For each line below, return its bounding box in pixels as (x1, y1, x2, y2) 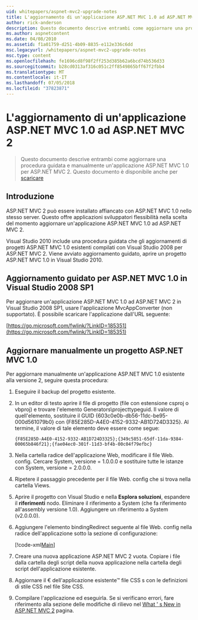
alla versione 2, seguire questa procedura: (6, 377, 109, 384)
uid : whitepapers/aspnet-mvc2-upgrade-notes (6, 8, 117, 15)
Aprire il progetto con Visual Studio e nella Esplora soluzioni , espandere (14, 494, 190, 501)
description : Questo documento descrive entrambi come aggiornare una (6, 25, 183, 31)
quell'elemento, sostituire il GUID (14, 412, 94, 419)
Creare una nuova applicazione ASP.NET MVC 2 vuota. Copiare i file (14, 553, 181, 560)
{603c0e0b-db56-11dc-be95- (95, 412, 168, 419)
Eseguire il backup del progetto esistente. (14, 388, 116, 396)
